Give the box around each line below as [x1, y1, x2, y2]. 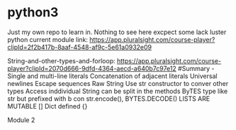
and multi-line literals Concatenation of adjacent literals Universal [27, 72, 218, 80]
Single [7, 72, 26, 80]
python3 [7, 4, 59, 21]
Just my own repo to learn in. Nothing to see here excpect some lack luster [7, 28, 227, 36]
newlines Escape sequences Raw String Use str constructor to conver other [7, 79, 229, 87]
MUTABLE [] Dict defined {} [7, 102, 88, 110]
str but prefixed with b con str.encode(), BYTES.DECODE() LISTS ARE [7, 94, 210, 103]
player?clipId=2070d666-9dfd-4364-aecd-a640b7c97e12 [7, 64, 177, 72]
